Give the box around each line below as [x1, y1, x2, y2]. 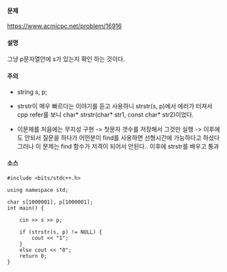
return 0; [19, 252, 48, 260]
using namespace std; [7, 186, 69, 193]
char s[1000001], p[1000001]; [7, 199, 94, 206]
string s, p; [16, 88, 48, 96]
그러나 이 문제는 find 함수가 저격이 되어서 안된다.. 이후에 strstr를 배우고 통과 [16, 142, 219, 150]
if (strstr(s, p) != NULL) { [19, 228, 103, 236]
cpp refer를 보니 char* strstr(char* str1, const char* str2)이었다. [16, 110, 194, 119]
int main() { [7, 204, 44, 212]
